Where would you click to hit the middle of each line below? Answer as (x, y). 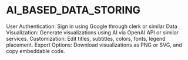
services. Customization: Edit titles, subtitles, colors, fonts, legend (86, 38)
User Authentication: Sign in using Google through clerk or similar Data (92, 26)
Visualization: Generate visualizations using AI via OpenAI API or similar (93, 32)
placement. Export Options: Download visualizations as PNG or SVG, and (94, 45)
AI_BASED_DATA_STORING (73, 10)
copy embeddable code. (36, 51)
